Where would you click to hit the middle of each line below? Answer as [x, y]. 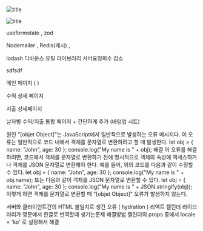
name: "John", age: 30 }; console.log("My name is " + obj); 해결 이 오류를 [96, 149]
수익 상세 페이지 [25, 96]
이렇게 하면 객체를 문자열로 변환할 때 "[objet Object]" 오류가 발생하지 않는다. [97, 194]
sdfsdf [14, 70]
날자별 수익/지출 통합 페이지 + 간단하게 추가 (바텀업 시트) [73, 122]
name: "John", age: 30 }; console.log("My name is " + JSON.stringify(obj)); [99, 187]
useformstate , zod [30, 33]
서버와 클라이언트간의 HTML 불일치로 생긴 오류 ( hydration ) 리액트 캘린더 [94, 207]
